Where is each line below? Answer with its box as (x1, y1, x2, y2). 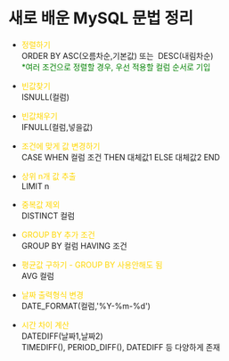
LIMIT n (20, 180, 50, 192)
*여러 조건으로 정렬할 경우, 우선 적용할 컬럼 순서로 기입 (20, 62, 211, 72)
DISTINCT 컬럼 (20, 210, 75, 221)
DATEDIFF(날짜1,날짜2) (20, 331, 103, 341)
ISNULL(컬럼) (20, 91, 70, 103)
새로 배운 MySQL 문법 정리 (8, 8, 193, 29)
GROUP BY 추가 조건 (20, 229, 95, 240)
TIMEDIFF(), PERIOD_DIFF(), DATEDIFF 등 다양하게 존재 (20, 341, 220, 352)
